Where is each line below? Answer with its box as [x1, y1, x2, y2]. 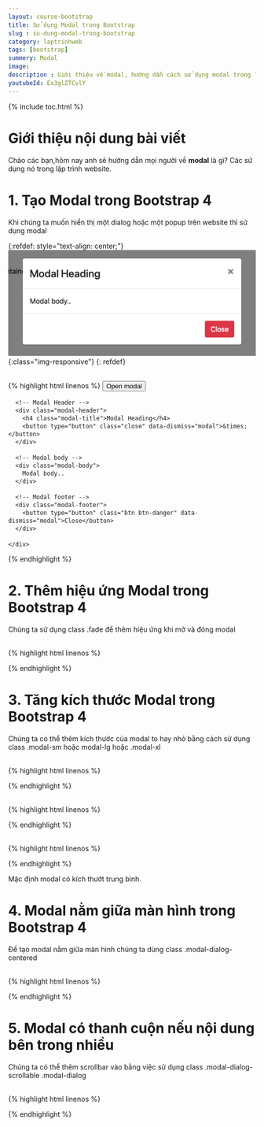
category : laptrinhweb [8, 38, 82, 46]
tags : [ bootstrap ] [8, 46, 68, 54]
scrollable [8, 1070, 40, 1080]
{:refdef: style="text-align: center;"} [8, 241, 124, 250]
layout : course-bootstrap [8, 13, 93, 20]
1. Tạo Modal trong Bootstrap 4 [8, 191, 212, 209]
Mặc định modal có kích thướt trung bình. [8, 874, 141, 884]
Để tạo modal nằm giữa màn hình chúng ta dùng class [8, 944, 183, 954]
